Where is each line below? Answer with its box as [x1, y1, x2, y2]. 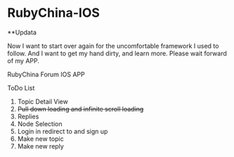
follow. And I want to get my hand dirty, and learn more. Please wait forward [7, 49, 227, 57]
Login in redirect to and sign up [17, 127, 108, 135]
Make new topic [17, 135, 65, 143]
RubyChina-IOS [7, 5, 100, 21]
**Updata [7, 28, 37, 36]
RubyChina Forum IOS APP [7, 70, 86, 78]
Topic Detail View [17, 97, 68, 106]
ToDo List [7, 83, 35, 92]
